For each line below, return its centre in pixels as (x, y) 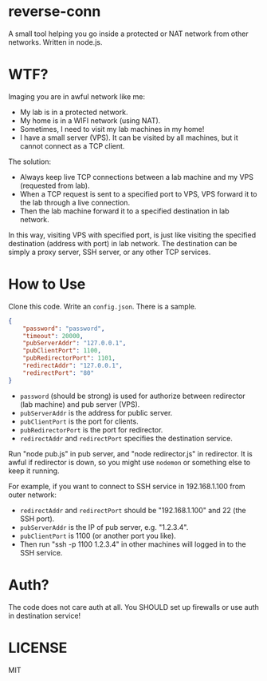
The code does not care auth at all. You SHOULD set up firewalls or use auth (133, 607)
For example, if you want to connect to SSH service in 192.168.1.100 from (127, 486)
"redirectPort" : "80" (58, 373)
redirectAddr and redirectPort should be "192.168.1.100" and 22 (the (133, 510)
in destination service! (45, 615)
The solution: (30, 161)
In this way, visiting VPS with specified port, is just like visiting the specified (132, 235)
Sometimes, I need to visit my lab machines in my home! (112, 129)
